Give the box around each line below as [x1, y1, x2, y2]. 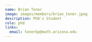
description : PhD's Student [5, 16, 62, 21]
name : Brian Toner [5, 7, 42, 12]
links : [5, 25, 18, 30]
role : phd [5, 20, 25, 26]
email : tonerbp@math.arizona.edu [9, 29, 77, 34]
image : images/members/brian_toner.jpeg [5, 12, 88, 16]
